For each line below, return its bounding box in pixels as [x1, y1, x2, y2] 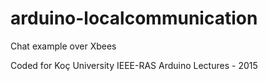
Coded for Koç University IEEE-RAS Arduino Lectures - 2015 [10, 59, 258, 71]
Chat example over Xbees [10, 40, 117, 52]
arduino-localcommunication [10, 7, 258, 30]
